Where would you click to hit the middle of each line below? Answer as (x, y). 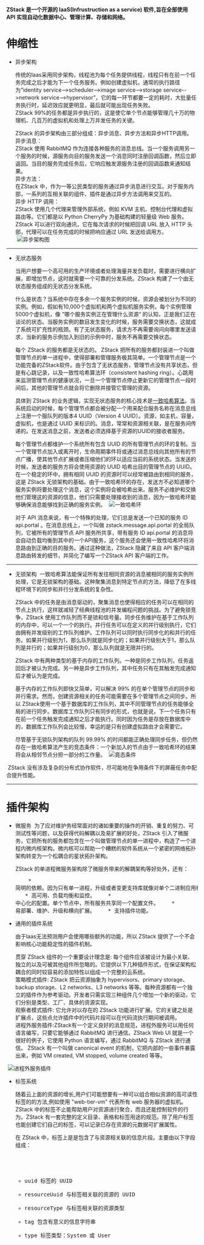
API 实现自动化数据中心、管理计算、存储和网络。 (67, 17)
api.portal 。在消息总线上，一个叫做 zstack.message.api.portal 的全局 (102, 525)
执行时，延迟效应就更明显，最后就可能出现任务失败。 (87, 105)
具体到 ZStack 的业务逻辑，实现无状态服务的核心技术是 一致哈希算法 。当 (105, 401)
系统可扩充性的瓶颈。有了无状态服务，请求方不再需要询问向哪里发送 (106, 329)
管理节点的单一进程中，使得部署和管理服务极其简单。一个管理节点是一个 (105, 357)
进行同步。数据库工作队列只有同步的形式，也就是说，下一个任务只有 (111, 711)
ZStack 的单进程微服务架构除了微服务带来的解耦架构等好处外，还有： (102, 869)
